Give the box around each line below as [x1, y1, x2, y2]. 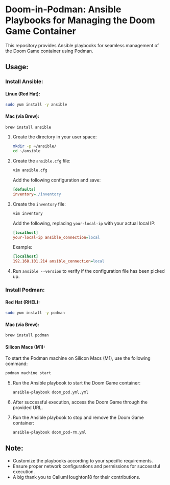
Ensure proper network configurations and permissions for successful [12, 463, 160, 469]
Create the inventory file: [12, 201, 66, 207]
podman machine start [5, 371, 52, 376]
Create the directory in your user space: [12, 134, 97, 140]
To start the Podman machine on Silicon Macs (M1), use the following [5, 355, 151, 361]
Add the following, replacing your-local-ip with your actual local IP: [12, 220, 156, 226]
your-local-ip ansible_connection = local [12, 235, 100, 240]
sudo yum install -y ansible [5, 102, 67, 107]
